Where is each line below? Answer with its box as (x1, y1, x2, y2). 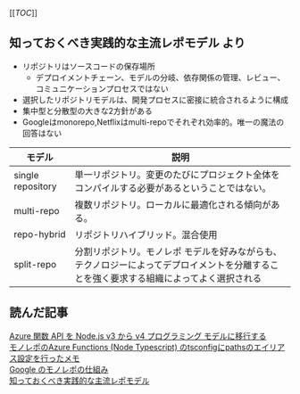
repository (13, 180, 57, 193)
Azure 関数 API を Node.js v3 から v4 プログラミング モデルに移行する (9, 330, 267, 341)
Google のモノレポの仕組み (9, 364, 109, 374)
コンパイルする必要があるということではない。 (74, 182, 271, 194)
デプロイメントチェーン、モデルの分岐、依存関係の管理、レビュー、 (35, 71, 286, 83)
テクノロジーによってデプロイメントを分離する (74, 259, 271, 271)
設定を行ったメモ (16, 352, 80, 364)
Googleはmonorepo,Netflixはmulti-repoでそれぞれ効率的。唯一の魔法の (21, 116, 284, 127)
